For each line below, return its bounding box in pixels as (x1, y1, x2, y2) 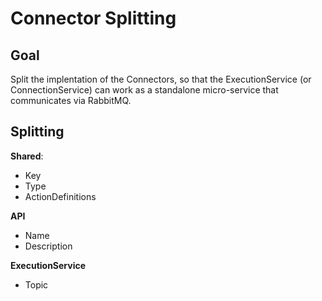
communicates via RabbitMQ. (10, 95, 132, 106)
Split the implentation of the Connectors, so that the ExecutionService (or (10, 73, 312, 85)
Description (24, 240, 73, 252)
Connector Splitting (10, 7, 177, 30)
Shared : (10, 150, 44, 162)
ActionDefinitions (24, 190, 97, 202)
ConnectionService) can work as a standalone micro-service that (10, 84, 279, 96)
